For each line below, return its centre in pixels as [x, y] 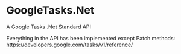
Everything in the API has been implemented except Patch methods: [91, 38]
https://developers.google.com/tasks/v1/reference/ [70, 45]
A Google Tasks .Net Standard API [49, 27]
